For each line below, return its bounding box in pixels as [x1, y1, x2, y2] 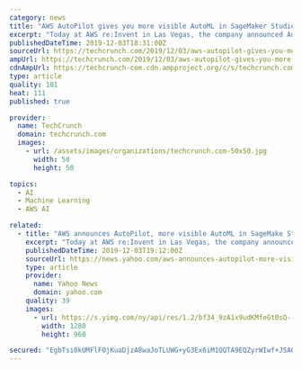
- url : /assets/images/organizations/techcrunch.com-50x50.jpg [25, 147, 268, 156]
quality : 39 [25, 296, 70, 305]
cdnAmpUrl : [9, 64, 50, 73]
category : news [9, 13, 67, 22]
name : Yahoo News [32, 280, 99, 289]
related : [9, 221, 42, 230]
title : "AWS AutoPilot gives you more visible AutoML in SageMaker [9, 22, 268, 31]
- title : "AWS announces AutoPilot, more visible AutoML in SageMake [17, 229, 283, 238]
